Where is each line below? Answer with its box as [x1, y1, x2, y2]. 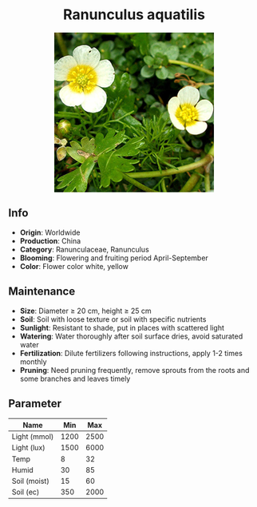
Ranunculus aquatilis [62, 6, 206, 24]
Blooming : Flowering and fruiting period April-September [19, 253, 209, 263]
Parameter [8, 397, 62, 410]
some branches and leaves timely [19, 374, 131, 383]
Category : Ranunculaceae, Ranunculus [19, 244, 149, 254]
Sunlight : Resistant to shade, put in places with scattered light [19, 323, 225, 332]
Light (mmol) [11, 432, 54, 442]
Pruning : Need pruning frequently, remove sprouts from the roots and [19, 365, 250, 374]
